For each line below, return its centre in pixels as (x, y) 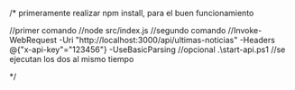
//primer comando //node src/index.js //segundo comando (118, 30)
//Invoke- (245, 30)
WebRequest (33, 40)
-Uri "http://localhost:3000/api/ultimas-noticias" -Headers (166, 40)
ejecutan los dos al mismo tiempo (72, 59)
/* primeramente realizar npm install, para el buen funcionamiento (132, 13)
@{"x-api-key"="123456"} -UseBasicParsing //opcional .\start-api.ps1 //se (147, 49)
